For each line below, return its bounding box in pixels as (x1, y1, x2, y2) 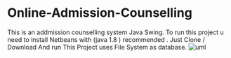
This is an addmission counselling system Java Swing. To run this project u (7, 28, 225, 36)
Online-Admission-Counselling (7, 5, 193, 21)
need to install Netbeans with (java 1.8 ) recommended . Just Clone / (7, 35, 206, 43)
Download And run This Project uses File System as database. (7, 43, 187, 51)
